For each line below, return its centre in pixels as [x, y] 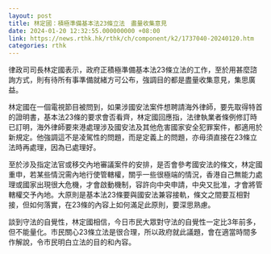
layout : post [30, 16]
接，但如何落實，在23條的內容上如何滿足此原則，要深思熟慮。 [112, 205]
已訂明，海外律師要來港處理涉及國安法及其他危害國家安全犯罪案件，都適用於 [135, 127]
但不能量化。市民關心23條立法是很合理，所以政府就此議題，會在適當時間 [129, 232]
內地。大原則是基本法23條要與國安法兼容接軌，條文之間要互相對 [143, 195]
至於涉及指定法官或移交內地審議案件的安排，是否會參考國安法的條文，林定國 [135, 164]
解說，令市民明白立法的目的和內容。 [75, 242]
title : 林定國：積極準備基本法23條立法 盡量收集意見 [88, 23]
